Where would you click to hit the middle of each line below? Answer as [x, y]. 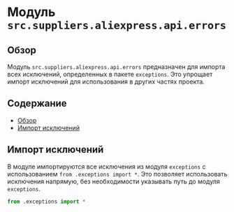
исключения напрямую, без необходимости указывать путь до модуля [114, 181]
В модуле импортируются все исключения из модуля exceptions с [107, 166]
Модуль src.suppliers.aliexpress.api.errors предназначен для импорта [116, 67]
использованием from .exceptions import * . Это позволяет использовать [117, 174]
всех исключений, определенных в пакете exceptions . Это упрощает [110, 74]
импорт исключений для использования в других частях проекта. [106, 82]
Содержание [37, 104]
